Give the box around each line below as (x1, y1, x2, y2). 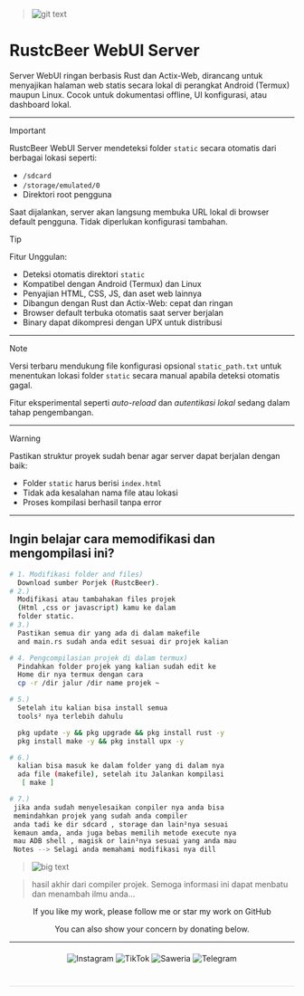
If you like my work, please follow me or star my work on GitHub (33, 906, 271, 917)
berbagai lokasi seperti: (9, 152, 98, 163)
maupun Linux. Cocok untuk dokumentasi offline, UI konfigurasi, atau (9, 89, 267, 100)
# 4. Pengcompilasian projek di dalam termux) (9, 653, 188, 663)
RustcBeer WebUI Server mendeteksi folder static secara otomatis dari (9, 142, 277, 153)
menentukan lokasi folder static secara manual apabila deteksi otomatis (9, 369, 280, 380)
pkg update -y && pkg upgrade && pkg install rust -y (17, 728, 224, 737)
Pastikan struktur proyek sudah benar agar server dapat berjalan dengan (9, 450, 280, 461)
